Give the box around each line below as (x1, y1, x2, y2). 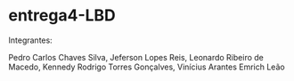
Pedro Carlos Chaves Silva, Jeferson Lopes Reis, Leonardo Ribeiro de (8, 52, 264, 62)
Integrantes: (8, 35, 53, 45)
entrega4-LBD (8, 5, 117, 26)
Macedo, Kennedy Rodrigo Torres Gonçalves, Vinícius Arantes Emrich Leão (8, 61, 286, 72)
